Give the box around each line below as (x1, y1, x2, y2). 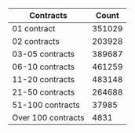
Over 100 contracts (12, 113, 85, 123)
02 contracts (12, 36, 60, 46)
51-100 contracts (12, 99, 80, 110)
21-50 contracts (12, 87, 75, 97)
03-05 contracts (12, 49, 75, 59)
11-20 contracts (12, 74, 75, 84)
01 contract (12, 23, 56, 34)
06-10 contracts (12, 62, 75, 72)
